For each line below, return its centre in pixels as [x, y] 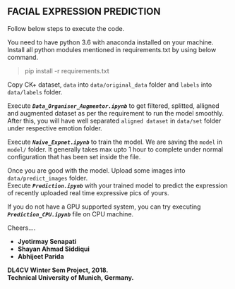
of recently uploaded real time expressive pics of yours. [88, 192]
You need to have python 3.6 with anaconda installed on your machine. [110, 42]
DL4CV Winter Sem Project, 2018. [58, 270]
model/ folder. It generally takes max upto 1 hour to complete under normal [115, 149]
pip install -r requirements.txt [67, 70]
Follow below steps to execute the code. [66, 28]
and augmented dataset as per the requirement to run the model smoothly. [116, 113]
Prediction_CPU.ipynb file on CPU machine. [71, 214]
